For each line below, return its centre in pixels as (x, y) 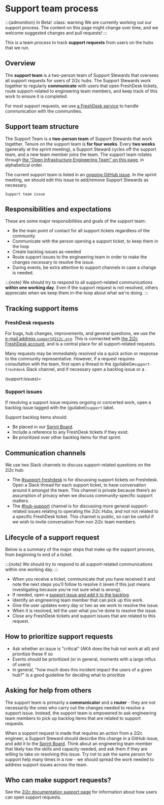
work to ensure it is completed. (36, 96)
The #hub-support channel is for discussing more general (71, 506)
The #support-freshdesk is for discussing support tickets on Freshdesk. (85, 480)
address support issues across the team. (46, 764)
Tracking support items (42, 308)
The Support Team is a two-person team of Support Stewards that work (79, 139)
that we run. (17, 48)
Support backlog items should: (36, 417)
